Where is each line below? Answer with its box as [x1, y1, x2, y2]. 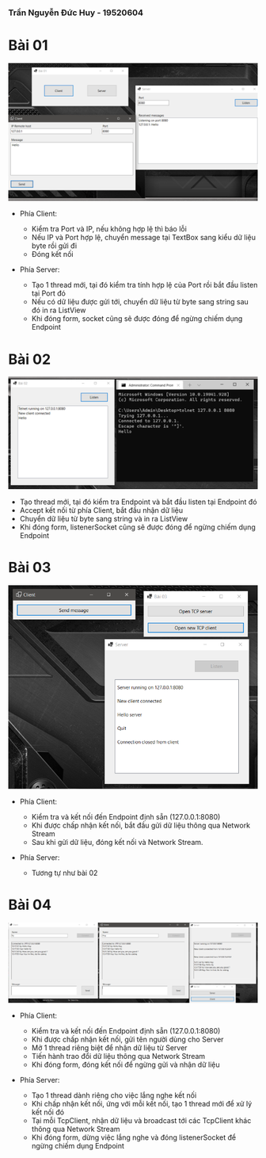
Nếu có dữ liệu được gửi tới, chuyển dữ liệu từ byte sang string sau [31, 297, 249, 307]
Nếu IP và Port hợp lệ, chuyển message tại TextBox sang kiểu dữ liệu [31, 233, 256, 243]
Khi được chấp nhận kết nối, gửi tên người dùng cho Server [31, 1034, 224, 1044]
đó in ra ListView [31, 305, 86, 315]
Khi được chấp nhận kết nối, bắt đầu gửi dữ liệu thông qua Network [31, 820, 251, 831]
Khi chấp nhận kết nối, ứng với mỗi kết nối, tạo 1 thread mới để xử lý [31, 1099, 252, 1108]
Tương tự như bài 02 [31, 868, 98, 878]
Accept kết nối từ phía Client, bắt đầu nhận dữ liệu [19, 505, 184, 514]
